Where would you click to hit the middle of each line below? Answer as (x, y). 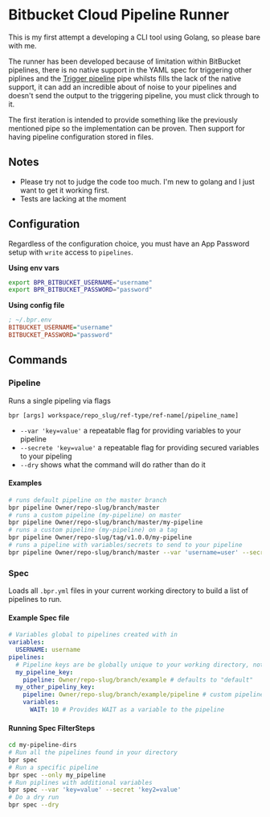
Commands (38, 360)
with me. (23, 45)
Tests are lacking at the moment (73, 198)
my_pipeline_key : (45, 672)
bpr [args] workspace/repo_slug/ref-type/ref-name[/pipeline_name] (124, 415)
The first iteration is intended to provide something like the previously (123, 119)
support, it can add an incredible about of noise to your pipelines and (123, 87)
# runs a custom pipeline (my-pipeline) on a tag (93, 530)
